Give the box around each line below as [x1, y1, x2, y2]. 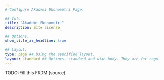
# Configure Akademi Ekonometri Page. [5, 7, 84, 12]
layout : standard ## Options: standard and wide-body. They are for [5, 56, 147, 61]
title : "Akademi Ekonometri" [5, 20, 64, 25]
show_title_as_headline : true [5, 39, 67, 43]
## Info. [5, 16, 23, 21]
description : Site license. [5, 25, 62, 30]
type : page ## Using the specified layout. [5, 52, 95, 57]
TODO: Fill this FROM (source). [5, 69, 67, 76]
